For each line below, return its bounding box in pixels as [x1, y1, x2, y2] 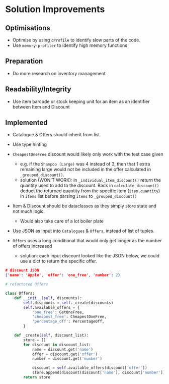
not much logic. [12, 208, 45, 214]
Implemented [5, 119, 48, 127]
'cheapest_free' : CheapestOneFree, [32, 314, 107, 319]
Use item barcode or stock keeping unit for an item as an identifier [12, 98, 150, 104]
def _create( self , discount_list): [14, 333, 89, 338]
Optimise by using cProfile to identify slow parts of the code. [12, 37, 141, 43]
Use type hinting [12, 141, 47, 147]
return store [23, 375, 51, 380]
